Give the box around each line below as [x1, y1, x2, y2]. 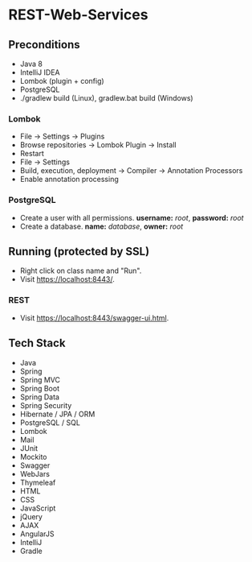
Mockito [19, 452, 47, 461]
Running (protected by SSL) [8, 244, 150, 258]
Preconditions [8, 38, 80, 52]
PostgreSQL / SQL [19, 417, 80, 428]
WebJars [19, 469, 51, 478]
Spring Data [19, 392, 60, 402]
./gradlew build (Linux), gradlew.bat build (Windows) [19, 93, 194, 102]
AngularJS [19, 529, 55, 539]
